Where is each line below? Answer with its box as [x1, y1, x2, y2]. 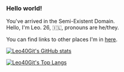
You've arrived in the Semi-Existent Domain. [6, 18, 115, 25]
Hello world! [6, 4, 43, 12]
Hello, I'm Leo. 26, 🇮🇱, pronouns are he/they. [6, 24, 119, 31]
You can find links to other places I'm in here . [6, 36, 118, 43]
